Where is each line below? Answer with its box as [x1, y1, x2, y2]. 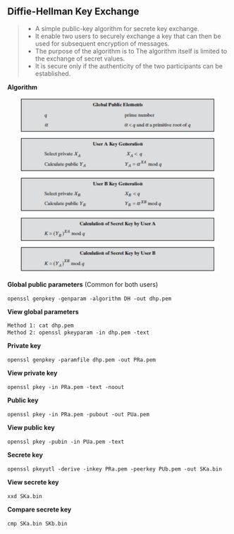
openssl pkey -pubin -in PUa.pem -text [7, 438, 125, 445]
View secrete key [7, 478, 59, 486]
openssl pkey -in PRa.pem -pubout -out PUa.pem [7, 411, 150, 418]
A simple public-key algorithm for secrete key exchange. [35, 24, 199, 32]
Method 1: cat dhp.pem [7, 322, 74, 329]
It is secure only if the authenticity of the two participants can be [35, 61, 223, 70]
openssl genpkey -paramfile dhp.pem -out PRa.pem [7, 356, 156, 364]
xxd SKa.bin [7, 492, 42, 499]
